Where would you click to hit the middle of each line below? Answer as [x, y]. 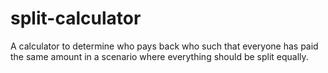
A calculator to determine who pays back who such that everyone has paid [164, 46]
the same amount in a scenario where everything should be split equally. [159, 56]
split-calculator [76, 18]
